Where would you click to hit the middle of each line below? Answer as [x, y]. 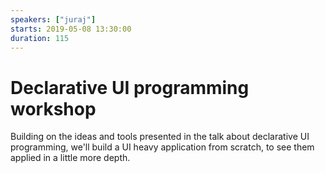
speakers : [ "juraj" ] [53, 19]
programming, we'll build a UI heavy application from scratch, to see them [162, 147]
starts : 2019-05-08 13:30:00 [71, 29]
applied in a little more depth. [70, 158]
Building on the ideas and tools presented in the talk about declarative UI [160, 137]
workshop [53, 108]
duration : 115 [40, 38]
